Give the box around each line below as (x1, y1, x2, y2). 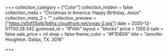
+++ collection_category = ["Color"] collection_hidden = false (5, 5, 133, 10)
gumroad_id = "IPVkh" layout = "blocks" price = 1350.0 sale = (35, 26, 163, 32)
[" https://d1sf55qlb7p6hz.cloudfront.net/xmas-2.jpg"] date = (5, 20, 131, 26)
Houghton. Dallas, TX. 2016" (5, 36, 64, 42)
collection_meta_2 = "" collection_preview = (5, 15, 97, 21)
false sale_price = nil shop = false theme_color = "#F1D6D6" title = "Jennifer (5, 31, 163, 37)
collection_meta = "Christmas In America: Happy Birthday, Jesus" (5, 10, 141, 16)
